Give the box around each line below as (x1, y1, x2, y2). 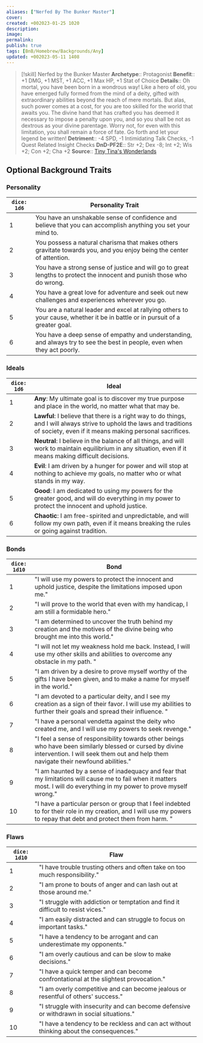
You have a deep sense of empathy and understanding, (35, 331, 192, 339)
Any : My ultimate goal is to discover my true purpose (34, 394, 185, 403)
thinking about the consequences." (39, 1027, 138, 1036)
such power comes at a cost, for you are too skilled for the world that (21, 102, 193, 109)
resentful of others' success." (39, 992, 123, 1001)
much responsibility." (39, 871, 100, 879)
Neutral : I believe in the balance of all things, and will (34, 437, 184, 445)
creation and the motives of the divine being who (34, 625, 173, 633)
